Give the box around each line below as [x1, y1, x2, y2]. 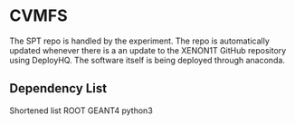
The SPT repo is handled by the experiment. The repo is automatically [9, 35, 270, 46]
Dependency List [9, 81, 107, 96]
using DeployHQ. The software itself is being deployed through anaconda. [9, 54, 285, 65]
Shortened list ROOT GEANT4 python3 [9, 105, 154, 116]
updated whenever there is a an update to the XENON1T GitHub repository [9, 44, 287, 55]
